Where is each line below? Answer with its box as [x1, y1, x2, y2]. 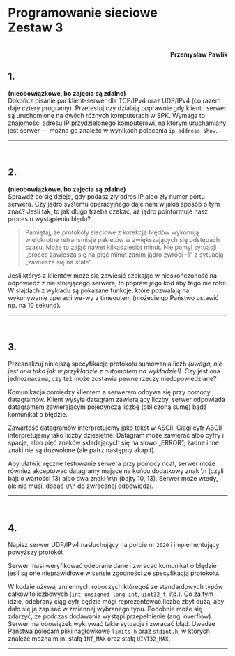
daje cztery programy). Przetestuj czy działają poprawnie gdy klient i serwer [8, 103, 227, 112]
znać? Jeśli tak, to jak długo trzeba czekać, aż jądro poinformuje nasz [8, 207, 209, 216]
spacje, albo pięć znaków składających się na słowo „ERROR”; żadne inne [8, 438, 219, 447]
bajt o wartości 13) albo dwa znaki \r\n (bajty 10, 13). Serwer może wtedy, [8, 475, 218, 483]
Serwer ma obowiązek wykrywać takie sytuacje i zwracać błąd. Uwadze [8, 620, 215, 628]
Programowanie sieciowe [8, 5, 158, 21]
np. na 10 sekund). [8, 301, 61, 309]
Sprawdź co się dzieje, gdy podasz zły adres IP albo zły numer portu [8, 192, 205, 200]
